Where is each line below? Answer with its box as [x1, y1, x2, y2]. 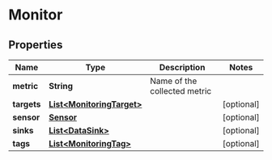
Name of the [149, 75, 198, 86]
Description [159, 62, 206, 73]
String [48, 81, 74, 91]
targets [12, 99, 41, 110]
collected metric [149, 86, 212, 96]
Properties [8, 38, 63, 52]
